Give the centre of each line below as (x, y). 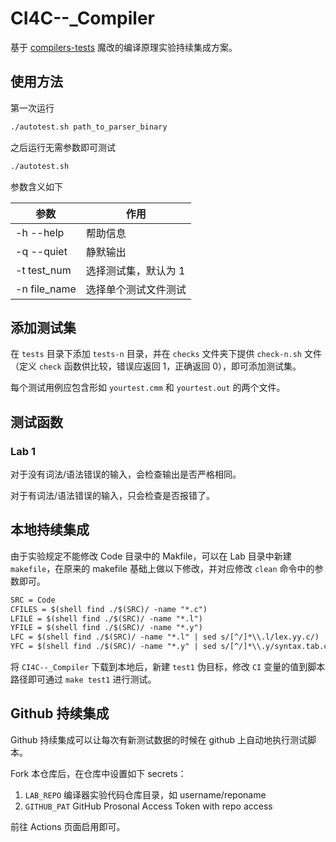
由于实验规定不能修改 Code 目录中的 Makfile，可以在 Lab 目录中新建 (151, 556)
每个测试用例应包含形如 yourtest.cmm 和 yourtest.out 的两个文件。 (148, 388)
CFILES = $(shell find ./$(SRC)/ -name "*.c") (109, 609)
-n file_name (46, 289)
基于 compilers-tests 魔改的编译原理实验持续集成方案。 (124, 47)
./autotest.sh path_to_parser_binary (89, 127)
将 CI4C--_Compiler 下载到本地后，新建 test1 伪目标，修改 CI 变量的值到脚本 (168, 667)
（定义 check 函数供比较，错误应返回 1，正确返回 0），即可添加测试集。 (156, 366)
